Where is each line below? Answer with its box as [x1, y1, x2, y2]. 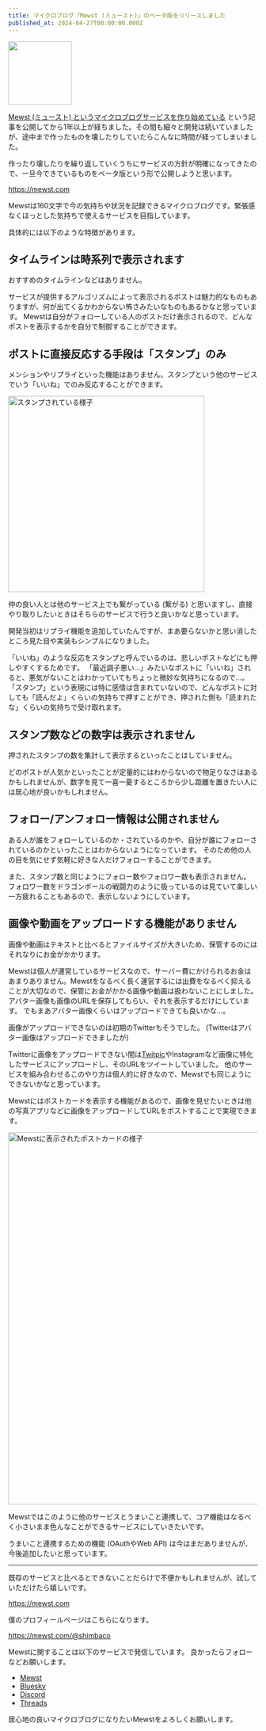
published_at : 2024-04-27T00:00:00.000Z [8, 19, 144, 27]
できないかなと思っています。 [8, 1079, 104, 1089]
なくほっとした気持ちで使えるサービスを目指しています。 [8, 211, 195, 220]
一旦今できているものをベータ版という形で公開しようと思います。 [21, 168, 237, 178]
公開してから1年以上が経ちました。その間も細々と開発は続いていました [21, 122, 253, 132]
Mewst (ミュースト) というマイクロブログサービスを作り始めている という [8, 112, 249, 121]
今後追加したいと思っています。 [8, 1548, 112, 1558]
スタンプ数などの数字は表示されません [8, 728, 196, 742]
